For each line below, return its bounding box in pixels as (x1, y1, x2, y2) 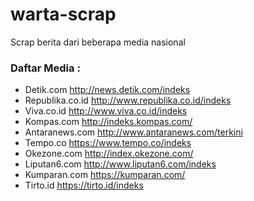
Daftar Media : (10, 61, 81, 75)
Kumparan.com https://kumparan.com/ (24, 169, 186, 181)
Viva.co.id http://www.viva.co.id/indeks (24, 105, 188, 117)
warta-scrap (10, 3, 117, 26)
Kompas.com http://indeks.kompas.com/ (24, 116, 193, 128)
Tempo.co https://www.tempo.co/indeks (24, 137, 192, 149)
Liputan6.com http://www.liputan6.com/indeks (24, 158, 217, 170)
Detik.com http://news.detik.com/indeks (24, 84, 191, 96)
